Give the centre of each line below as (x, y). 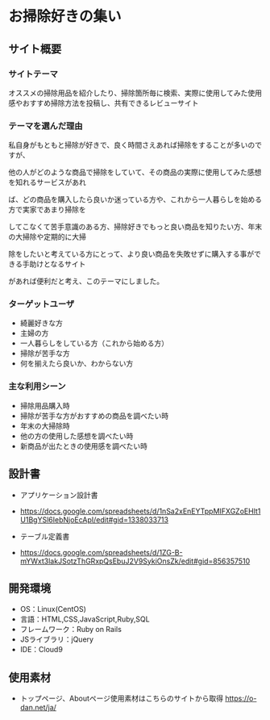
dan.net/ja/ (38, 708)
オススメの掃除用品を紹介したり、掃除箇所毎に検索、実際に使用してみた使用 (135, 93)
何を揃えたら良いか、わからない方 (77, 363)
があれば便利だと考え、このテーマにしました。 (86, 281)
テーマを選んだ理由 (46, 126)
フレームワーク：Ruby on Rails (71, 630)
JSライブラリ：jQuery (57, 639)
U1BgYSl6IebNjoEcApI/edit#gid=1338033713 (94, 519)
